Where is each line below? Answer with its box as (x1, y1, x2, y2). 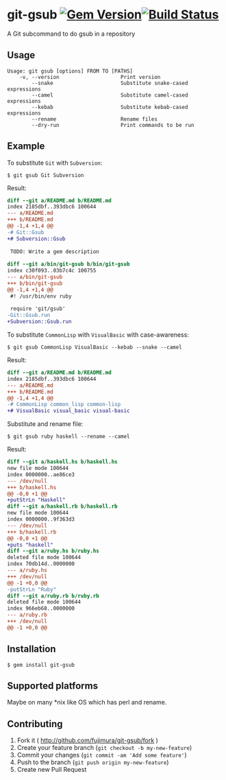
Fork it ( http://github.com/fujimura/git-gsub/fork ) (16, 736, 159, 744)
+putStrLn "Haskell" (7, 497, 66, 504)
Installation (7, 643, 56, 655)
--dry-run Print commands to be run (32, 121, 194, 128)
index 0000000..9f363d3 (7, 516, 75, 523)
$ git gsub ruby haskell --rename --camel (7, 433, 130, 440)
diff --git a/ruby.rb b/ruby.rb (7, 592, 99, 600)
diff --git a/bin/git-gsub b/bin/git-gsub (7, 261, 130, 268)
